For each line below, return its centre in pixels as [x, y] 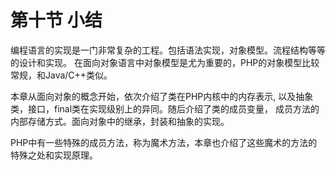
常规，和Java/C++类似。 [61, 75]
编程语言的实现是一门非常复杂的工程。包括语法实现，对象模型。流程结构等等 [168, 50]
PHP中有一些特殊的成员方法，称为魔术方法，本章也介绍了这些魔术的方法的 [164, 142]
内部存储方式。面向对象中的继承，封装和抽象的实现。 [120, 121]
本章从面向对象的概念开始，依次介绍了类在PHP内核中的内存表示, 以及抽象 [162, 96]
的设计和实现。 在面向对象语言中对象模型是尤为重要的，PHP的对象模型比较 [165, 62]
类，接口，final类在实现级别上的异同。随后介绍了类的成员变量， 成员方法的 [165, 108]
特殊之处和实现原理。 [54, 155]
